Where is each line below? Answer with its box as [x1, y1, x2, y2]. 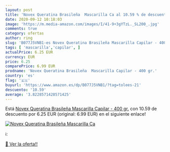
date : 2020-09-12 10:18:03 [5, 17, 62, 22]
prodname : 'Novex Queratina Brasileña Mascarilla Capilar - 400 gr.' [5, 69, 157, 74]
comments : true [5, 26, 37, 31]
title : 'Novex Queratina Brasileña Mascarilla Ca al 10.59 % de [5, 12, 146, 17]
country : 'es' [5, 73, 35, 78]
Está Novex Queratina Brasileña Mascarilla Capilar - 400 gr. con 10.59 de [5, 106, 157, 112]
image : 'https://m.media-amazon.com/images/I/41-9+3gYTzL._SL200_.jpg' [5, 21, 159, 27]
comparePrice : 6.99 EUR [5, 64, 56, 69]
